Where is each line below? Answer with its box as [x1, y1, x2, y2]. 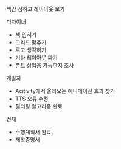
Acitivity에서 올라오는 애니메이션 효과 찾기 [15, 88, 116, 94]
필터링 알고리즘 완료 [15, 103, 63, 109]
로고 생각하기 [15, 46, 47, 54]
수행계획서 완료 [15, 128, 52, 136]
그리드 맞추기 [15, 39, 47, 46]
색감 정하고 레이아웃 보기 [6, 5, 65, 12]
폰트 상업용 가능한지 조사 [15, 61, 74, 69]
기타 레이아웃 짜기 [15, 54, 58, 61]
